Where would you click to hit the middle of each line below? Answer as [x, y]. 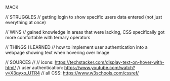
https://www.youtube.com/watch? [100, 68]
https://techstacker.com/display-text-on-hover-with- [110, 62]
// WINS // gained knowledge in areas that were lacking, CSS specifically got [85, 32]
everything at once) [26, 22]
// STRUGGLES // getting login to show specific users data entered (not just [84, 17]
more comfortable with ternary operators [48, 37]
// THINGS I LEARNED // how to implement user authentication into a [76, 47]
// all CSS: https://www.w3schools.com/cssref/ [90, 73]
